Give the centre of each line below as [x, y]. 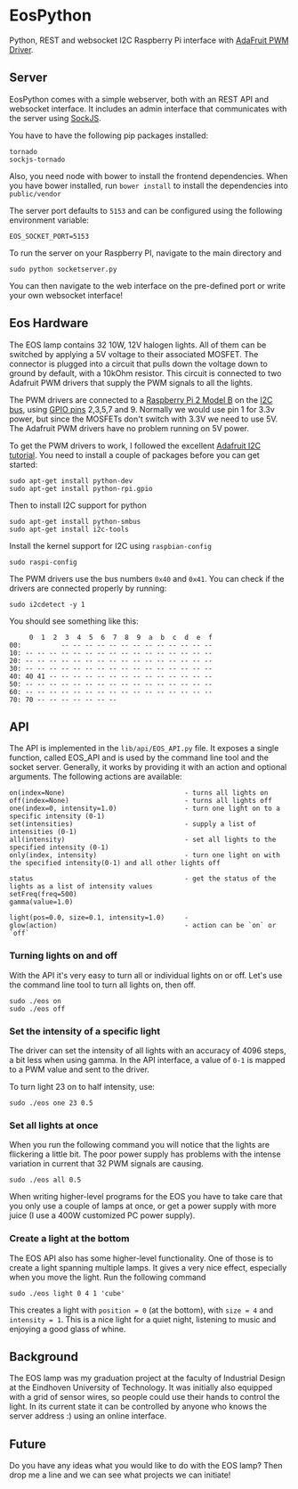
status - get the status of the [143, 879]
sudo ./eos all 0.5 [45, 1180]
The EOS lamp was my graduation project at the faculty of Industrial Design [148, 1379]
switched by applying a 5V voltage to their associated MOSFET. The [134, 354]
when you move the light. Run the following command [108, 1277]
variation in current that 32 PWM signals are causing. [107, 1164]
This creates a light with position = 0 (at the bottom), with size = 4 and [141, 1310]
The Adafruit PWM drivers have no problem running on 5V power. [129, 428]
